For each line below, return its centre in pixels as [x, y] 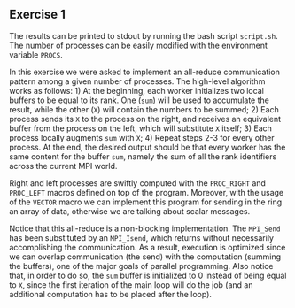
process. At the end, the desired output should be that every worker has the [147, 147]
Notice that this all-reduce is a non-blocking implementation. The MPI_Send [145, 228]
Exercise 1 [38, 15]
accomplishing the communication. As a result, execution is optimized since [147, 247]
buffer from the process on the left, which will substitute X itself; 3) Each [141, 128]
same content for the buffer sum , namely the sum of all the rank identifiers [143, 156]
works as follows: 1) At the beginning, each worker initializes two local [136, 90]
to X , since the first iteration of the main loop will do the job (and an [131, 285]
